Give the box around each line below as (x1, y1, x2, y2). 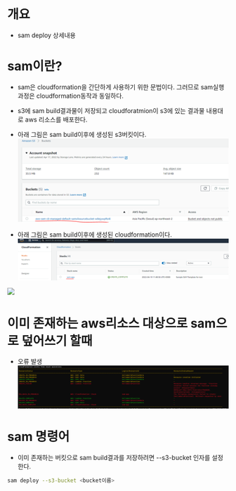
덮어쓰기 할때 (21, 333, 93, 348)
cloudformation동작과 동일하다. (36, 91, 124, 100)
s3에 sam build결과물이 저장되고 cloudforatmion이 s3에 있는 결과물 (17, 106, 205, 114)
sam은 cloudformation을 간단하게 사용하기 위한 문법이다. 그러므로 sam (17, 82, 214, 91)
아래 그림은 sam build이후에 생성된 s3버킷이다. (17, 130, 147, 138)
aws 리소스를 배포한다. (25, 115, 88, 124)
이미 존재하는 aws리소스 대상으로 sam (7, 315, 216, 331)
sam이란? (7, 58, 63, 74)
